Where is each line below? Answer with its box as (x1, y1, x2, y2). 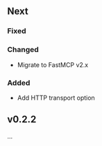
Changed (7, 45, 40, 55)
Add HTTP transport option (17, 93, 95, 102)
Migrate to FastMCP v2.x (17, 60, 89, 69)
